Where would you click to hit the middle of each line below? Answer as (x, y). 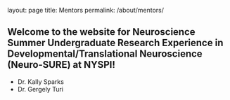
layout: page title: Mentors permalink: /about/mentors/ (85, 10)
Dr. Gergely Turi (40, 89)
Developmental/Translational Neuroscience (105, 54)
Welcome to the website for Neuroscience (101, 32)
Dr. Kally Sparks (41, 81)
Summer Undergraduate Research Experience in (115, 43)
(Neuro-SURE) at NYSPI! (62, 65)
